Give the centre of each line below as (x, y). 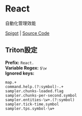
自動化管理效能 (20, 23)
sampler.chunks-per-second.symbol (41, 95)
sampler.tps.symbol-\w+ (30, 108)
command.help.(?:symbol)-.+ (34, 86)
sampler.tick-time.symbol (32, 104)
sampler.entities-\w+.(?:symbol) (40, 100)
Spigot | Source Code (27, 33)
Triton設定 (21, 50)
